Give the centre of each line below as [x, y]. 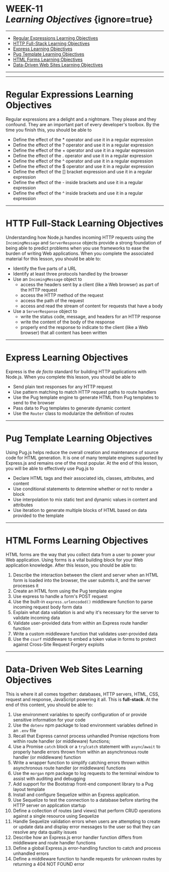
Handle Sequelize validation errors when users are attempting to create [87, 821]
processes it [26, 585]
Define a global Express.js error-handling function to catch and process [87, 848]
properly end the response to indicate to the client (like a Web [84, 327]
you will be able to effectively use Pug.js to [50, 468]
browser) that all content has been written [64, 332]
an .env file [25, 730]
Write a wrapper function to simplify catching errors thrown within [81, 762]
